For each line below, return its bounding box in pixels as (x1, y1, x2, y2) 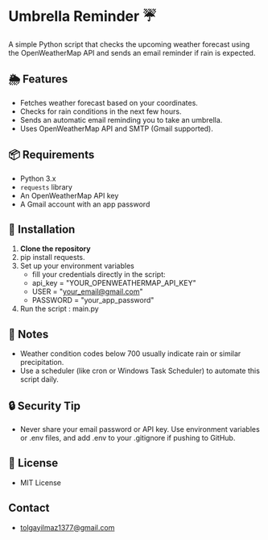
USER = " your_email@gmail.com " (31, 287, 143, 296)
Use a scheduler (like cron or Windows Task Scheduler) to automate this (19, 366, 260, 376)
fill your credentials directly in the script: (31, 270, 167, 279)
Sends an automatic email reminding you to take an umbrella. (19, 115, 223, 124)
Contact (8, 501, 50, 515)
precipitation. (19, 358, 64, 367)
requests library (19, 182, 72, 191)
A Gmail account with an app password (19, 199, 150, 209)
